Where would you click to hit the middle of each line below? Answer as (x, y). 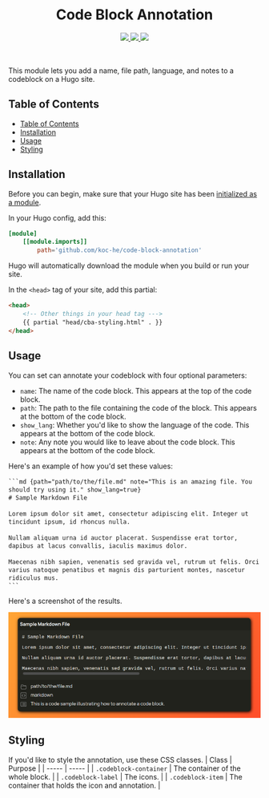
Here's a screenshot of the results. (65, 601)
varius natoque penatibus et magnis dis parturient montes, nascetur (127, 570)
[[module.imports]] (55, 242)
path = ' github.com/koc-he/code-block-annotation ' (120, 250)
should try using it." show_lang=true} (75, 490)
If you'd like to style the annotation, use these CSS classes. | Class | (120, 760)
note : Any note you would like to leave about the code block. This (127, 442)
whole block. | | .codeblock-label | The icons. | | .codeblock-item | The (125, 776)
